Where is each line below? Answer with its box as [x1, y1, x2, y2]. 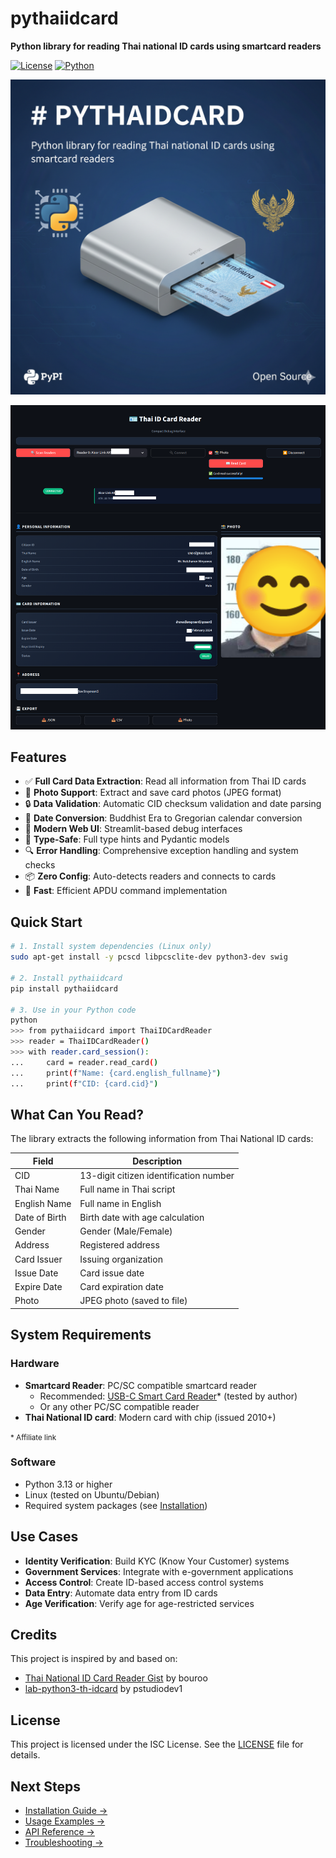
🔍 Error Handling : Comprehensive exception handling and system [24, 845, 299, 857]
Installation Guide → [24, 1805, 108, 1817]
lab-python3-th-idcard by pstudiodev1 [24, 1683, 183, 1695]
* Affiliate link [10, 1432, 57, 1442]
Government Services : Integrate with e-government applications [24, 1565, 294, 1577]
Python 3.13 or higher [24, 1478, 113, 1490]
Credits [10, 1627, 58, 1643]
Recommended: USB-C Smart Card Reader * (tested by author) [39, 1390, 298, 1402]
